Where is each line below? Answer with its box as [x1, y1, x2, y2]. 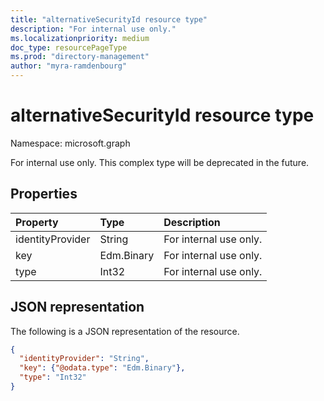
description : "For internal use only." [10, 24, 177, 34]
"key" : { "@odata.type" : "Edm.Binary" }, [19, 363, 186, 373]
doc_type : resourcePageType [10, 42, 128, 53]
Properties [10, 186, 78, 203]
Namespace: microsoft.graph [10, 137, 131, 149]
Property [15, 215, 59, 229]
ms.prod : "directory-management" [10, 52, 150, 62]
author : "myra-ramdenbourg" [10, 61, 128, 71]
